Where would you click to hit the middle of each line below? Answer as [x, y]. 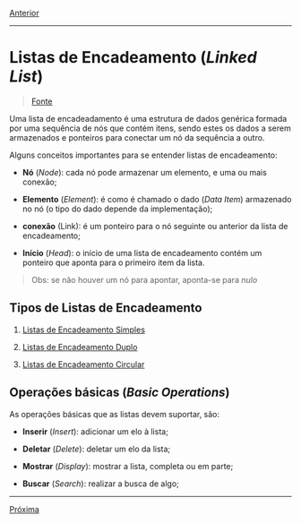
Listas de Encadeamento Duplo [80, 347]
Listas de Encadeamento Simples [84, 330]
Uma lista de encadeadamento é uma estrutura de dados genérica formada [148, 118]
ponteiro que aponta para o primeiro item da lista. [113, 262]
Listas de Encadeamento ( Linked [133, 58]
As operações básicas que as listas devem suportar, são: [115, 414]
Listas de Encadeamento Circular [83, 364]
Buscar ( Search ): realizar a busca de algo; [100, 484]
